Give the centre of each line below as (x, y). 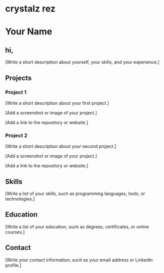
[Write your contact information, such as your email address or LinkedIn (79, 260)
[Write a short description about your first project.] (57, 103)
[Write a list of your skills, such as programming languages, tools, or (75, 193)
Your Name (29, 32)
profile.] (13, 265)
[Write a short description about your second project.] (61, 146)
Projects (18, 78)
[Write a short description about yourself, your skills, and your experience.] (82, 62)
